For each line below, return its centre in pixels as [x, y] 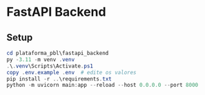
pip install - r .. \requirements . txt [59, 79]
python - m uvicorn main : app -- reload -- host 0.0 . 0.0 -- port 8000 [102, 85]
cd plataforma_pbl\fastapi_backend [58, 53]
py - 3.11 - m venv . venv [41, 59]
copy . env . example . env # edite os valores [71, 72]
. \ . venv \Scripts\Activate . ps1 [50, 66]
